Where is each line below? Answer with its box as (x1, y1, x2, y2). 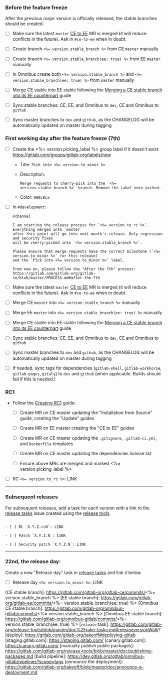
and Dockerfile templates (19, 441, 73, 447)
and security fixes (12, 236, 53, 241)
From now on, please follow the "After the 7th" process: (12, 266, 136, 272)
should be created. (5, 21, 44, 27)
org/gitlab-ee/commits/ (5, 600, 53, 606)
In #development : (12, 204, 46, 210)
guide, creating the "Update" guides (19, 415, 94, 421)
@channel (12, 214, 31, 219)
